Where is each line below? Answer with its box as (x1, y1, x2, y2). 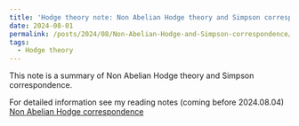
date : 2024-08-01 (9, 21, 74, 30)
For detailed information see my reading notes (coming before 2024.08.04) (9, 97, 285, 107)
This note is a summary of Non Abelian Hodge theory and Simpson (9, 70, 255, 81)
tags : (9, 37, 29, 47)
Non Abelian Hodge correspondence (9, 106, 144, 117)
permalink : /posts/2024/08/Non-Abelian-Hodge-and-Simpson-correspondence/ (9, 29, 293, 38)
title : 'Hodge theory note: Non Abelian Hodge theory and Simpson (9, 12, 261, 22)
